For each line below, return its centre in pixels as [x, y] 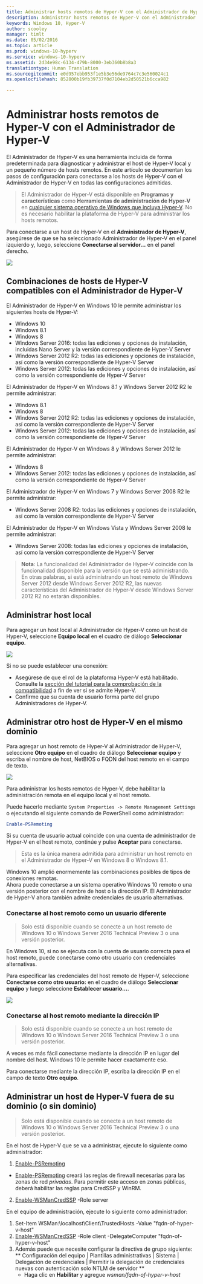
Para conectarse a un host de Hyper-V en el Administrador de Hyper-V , [96, 232]
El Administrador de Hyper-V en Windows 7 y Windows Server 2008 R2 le [98, 491]
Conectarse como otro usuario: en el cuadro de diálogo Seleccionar [92, 982]
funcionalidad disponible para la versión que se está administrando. [105, 570]
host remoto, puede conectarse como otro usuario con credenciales [91, 957]
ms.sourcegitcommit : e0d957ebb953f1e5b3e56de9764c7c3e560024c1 [88, 74]
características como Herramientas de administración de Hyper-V [106, 201]
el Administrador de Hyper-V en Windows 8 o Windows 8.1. [95, 860]
